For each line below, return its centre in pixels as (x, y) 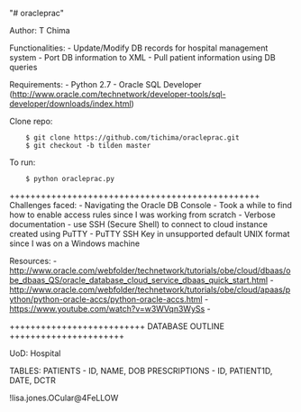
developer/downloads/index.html (71, 104)
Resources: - (33, 261)
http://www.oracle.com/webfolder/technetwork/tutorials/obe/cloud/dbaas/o (150, 270)
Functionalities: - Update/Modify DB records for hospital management (139, 48)
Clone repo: (31, 121)
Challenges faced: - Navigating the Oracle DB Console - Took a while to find (151, 205)
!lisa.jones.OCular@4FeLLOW (64, 398)
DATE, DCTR (32, 380)
